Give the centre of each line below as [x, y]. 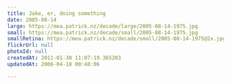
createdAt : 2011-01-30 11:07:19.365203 [64, 58]
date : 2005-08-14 [32, 20]
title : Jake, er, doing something [57, 13]
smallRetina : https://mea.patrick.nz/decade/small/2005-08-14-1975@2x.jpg [117, 39]
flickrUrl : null [30, 45]
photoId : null [27, 52]
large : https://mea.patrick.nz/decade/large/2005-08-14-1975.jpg [102, 26]
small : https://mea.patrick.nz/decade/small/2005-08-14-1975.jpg [102, 32]
